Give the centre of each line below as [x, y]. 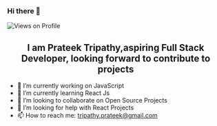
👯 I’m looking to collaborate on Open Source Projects [92, 101]
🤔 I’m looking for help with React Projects [75, 108]
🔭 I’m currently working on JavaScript [71, 86]
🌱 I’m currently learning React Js [63, 93]
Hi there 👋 [24, 11]
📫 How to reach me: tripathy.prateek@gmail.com [87, 116]
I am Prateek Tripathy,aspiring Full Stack [116, 48]
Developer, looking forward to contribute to [116, 58]
